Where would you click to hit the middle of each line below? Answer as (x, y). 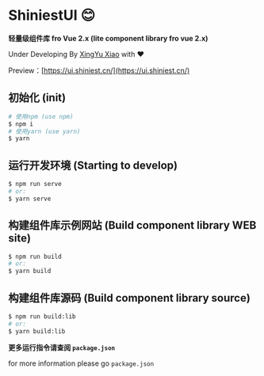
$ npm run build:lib (42, 316)
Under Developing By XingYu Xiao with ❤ (76, 54)
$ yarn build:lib (37, 331)
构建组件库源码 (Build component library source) (130, 298)
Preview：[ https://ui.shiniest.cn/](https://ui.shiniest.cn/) (99, 70)
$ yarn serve (30, 199)
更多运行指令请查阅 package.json (62, 348)
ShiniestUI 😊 (52, 15)
